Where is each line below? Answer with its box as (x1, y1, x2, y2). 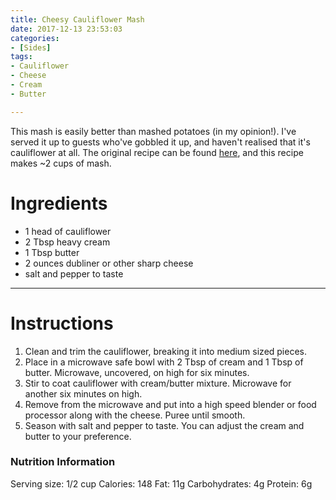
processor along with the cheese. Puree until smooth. (24, 409, 246, 421)
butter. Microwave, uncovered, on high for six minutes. (24, 366, 250, 378)
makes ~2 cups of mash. (10, 157, 112, 169)
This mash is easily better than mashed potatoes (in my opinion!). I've (10, 125, 297, 137)
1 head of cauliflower (24, 225, 112, 237)
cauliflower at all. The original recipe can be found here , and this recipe (10, 146, 304, 158)
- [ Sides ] (10, 42, 52, 53)
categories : (10, 33, 60, 43)
